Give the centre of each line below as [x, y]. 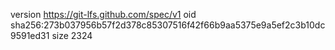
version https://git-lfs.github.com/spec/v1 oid [103, 14]
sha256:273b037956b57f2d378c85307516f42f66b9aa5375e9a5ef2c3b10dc [168, 25]
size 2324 [72, 35]
